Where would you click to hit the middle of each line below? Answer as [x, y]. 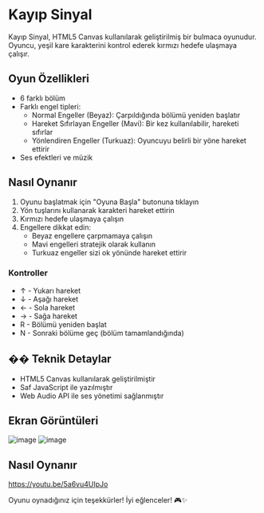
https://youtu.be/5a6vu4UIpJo [58, 484]
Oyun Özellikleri [49, 79]
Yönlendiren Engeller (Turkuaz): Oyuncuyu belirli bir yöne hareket [139, 140]
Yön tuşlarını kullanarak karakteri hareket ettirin [97, 210]
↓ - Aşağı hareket [49, 299]
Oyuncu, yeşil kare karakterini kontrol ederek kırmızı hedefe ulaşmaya [123, 45]
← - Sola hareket [47, 307]
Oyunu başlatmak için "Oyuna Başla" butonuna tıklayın [109, 202]
